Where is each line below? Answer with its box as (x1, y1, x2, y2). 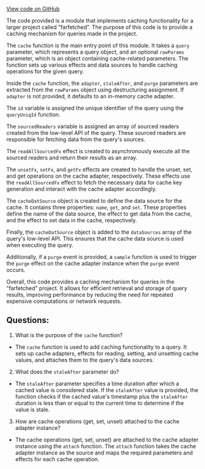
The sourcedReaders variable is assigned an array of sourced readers (6, 123, 179, 130)
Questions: (6, 315, 49, 325)
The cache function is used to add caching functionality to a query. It (15, 343, 187, 351)
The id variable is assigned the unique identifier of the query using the (6, 104, 184, 112)
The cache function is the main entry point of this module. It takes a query (6, 42, 190, 49)
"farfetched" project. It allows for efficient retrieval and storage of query (6, 285, 187, 292)
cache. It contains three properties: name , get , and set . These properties (6, 204, 187, 211)
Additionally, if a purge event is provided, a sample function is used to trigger (6, 253, 197, 260)
